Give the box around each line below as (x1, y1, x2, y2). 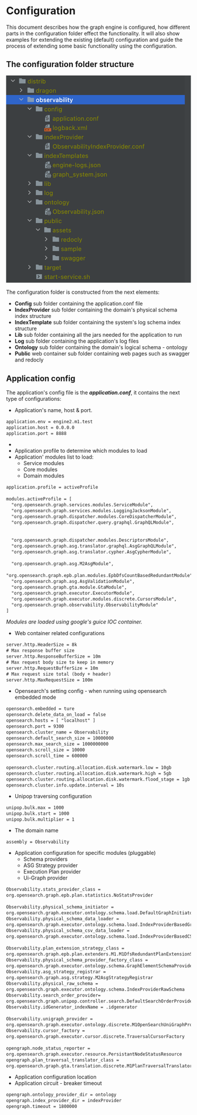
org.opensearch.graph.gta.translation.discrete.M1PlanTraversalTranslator (6, 1063, 193, 1069)
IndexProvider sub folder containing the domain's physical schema (14, 306, 178, 313)
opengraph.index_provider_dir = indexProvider (6, 1098, 122, 1104)
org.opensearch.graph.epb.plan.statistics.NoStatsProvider (6, 892, 154, 898)
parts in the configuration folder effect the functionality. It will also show (6, 29, 180, 36)
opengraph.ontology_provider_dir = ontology (6, 1092, 117, 1098)
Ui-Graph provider (23, 874, 68, 881)
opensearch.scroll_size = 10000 (6, 747, 85, 753)
